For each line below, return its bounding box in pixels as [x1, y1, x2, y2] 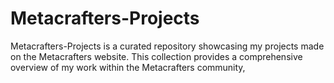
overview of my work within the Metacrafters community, [10, 61, 246, 73]
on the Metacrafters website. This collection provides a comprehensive [10, 50, 303, 62]
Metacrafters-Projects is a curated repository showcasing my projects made [10, 40, 325, 52]
